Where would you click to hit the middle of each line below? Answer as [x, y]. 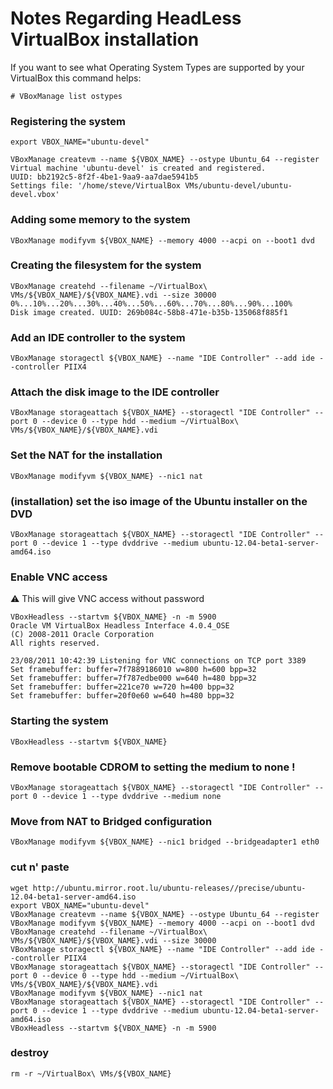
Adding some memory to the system [100, 220]
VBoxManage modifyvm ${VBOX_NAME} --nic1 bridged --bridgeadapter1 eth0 [165, 842]
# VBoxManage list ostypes [66, 96]
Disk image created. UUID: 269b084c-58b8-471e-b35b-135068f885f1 [149, 312]
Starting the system [59, 721]
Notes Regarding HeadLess [126, 18]
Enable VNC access [59, 577]
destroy [30, 1053]
